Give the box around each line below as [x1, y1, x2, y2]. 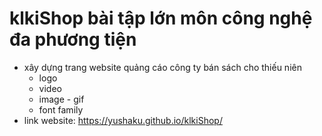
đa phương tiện [9, 28, 137, 51]
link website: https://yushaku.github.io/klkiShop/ [23, 114, 223, 126]
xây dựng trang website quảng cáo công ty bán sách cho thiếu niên [23, 61, 302, 73]
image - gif [38, 93, 85, 105]
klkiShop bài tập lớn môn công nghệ [9, 7, 313, 30]
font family [38, 103, 84, 116]
